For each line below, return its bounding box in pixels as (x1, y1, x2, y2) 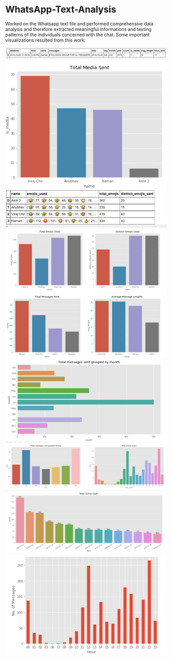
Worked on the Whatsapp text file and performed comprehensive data (5, 21, 154, 27)
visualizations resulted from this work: (5, 37, 86, 43)
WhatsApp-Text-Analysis (5, 4, 117, 15)
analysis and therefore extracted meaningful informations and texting (5, 26, 151, 32)
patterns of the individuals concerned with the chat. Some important (5, 31, 150, 38)
